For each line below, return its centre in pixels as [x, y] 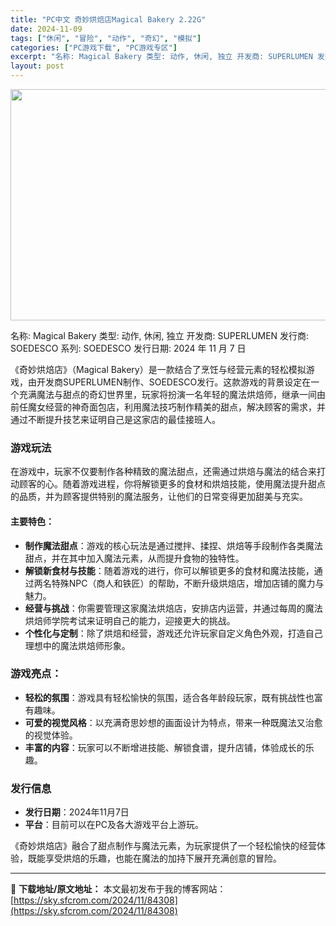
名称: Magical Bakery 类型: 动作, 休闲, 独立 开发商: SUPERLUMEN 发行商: [160, 335]
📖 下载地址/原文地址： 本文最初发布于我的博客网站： [118, 889]
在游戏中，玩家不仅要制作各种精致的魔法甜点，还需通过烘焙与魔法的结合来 [163, 472]
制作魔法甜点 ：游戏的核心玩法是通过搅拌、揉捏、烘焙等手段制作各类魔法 [173, 545]
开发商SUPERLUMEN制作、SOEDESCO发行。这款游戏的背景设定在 [174, 382]
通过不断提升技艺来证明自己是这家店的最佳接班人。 [115, 419]
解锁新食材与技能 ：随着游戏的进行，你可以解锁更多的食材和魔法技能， [169, 570]
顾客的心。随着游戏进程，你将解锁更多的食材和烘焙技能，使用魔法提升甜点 [172, 484]
